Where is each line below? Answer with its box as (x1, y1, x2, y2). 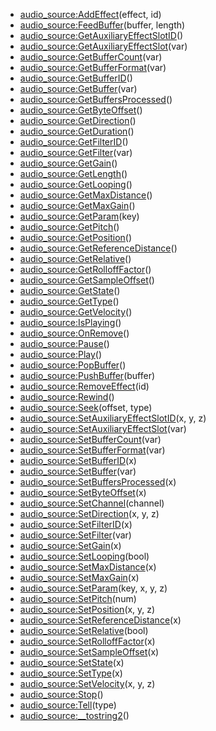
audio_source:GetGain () (19, 157, 118, 169)
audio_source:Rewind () (19, 391, 115, 403)
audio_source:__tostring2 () (19, 710, 130, 721)
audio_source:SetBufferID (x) (19, 455, 137, 466)
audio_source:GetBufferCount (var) (19, 51, 163, 63)
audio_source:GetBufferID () (19, 72, 133, 84)
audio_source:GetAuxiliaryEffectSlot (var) (19, 40, 188, 52)
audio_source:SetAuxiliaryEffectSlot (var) (19, 423, 187, 434)
